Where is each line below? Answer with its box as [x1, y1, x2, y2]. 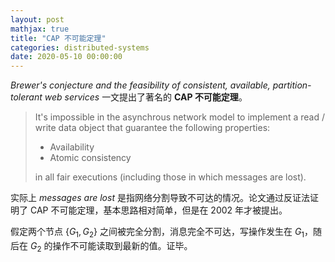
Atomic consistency [49, 152, 132, 164]
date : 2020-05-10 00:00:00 [10, 52, 123, 62]
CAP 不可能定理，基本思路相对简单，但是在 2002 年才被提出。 [29, 204, 288, 216]
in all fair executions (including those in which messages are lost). [34, 171, 307, 183]
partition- [272, 79, 312, 91]
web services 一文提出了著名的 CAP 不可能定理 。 [44, 91, 248, 103]
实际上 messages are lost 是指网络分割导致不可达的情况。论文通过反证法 [10, 192, 310, 204]
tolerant [10, 91, 43, 103]
